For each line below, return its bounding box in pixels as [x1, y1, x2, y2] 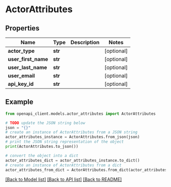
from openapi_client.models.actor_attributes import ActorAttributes [5, 111, 156, 116]
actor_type [8, 47, 35, 54]
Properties [5, 24, 40, 33]
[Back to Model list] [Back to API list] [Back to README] [5, 176, 122, 182]
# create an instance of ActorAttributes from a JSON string [5, 130, 138, 135]
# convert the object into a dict [5, 153, 79, 158]
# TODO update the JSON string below [5, 120, 85, 126]
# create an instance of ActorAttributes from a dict [5, 163, 122, 168]
